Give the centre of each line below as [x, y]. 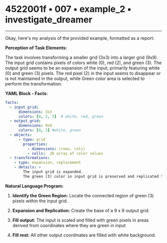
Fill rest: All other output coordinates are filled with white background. [84, 235]
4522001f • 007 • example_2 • [68, 9]
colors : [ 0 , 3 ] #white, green [49, 130]
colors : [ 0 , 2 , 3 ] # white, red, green [61, 116]
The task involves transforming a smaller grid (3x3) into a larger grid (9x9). [82, 57]
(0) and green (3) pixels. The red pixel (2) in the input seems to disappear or [83, 73]
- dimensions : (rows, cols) [56, 149]
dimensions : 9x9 [35, 126]
